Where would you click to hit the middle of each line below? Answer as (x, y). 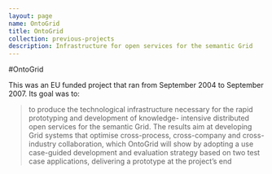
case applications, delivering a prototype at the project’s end (130, 161)
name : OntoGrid (34, 24)
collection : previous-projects (61, 39)
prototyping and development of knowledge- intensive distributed (139, 118)
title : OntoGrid (36, 31)
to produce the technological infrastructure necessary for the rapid (141, 110)
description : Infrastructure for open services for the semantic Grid (131, 46)
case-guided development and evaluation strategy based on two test (144, 153)
